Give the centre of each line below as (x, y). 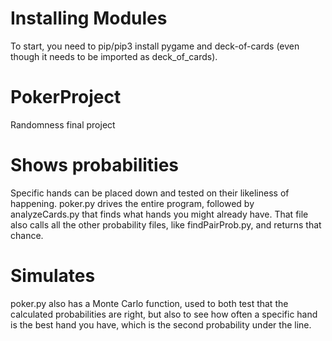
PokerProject (66, 97)
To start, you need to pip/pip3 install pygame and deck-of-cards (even (155, 46)
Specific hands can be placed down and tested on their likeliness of (150, 193)
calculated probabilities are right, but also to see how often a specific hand (164, 314)
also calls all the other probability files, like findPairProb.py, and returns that (166, 224)
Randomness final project (63, 124)
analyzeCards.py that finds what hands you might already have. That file (159, 214)
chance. (27, 235)
